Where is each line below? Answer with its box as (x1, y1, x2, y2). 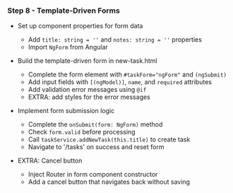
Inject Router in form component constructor (28, 170, 158, 179)
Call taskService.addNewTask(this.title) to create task (28, 135, 191, 144)
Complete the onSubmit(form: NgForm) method (28, 120, 163, 129)
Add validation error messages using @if (28, 86, 147, 94)
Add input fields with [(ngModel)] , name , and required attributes (28, 78, 212, 86)
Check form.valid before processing (28, 128, 136, 136)
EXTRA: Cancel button (17, 156, 83, 165)
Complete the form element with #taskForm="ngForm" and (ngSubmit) (28, 70, 227, 79)
